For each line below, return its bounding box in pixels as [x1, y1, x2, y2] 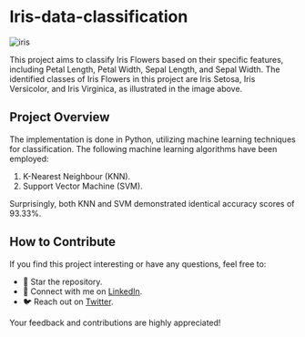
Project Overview [9, 109, 110, 125]
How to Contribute [9, 234, 117, 250]
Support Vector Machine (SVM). [22, 180, 143, 191]
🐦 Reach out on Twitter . [22, 296, 114, 307]
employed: [9, 153, 49, 164]
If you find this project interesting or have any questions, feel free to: [9, 258, 267, 270]
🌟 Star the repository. [22, 276, 103, 287]
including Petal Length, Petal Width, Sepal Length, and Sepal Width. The [9, 64, 280, 75]
